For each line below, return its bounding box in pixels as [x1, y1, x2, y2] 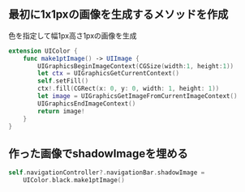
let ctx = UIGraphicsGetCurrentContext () [37, 70, 180, 78]
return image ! [37, 107, 85, 115]
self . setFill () [37, 77, 89, 85]
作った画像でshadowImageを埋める [8, 147, 188, 160]
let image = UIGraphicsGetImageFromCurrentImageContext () [37, 92, 238, 100]
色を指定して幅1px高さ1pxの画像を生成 [8, 31, 137, 41]
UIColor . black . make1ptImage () [23, 177, 126, 185]
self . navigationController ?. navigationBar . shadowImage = [8, 169, 205, 177]
